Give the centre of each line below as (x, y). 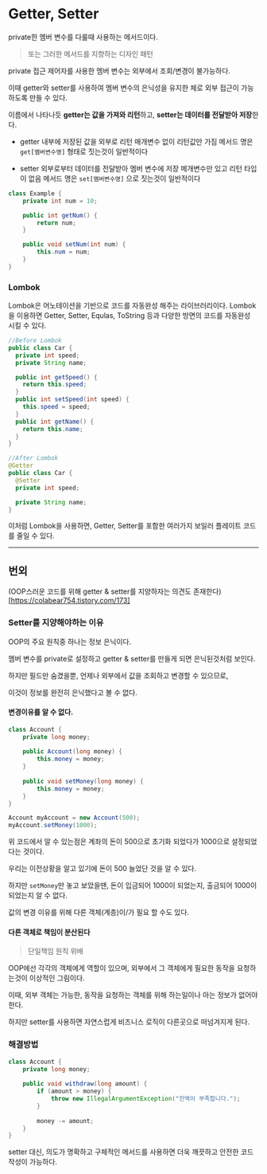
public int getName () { (54, 422)
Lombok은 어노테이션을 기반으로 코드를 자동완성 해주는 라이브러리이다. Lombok (132, 306)
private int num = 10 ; (60, 201)
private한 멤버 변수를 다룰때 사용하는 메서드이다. (83, 37)
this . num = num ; (64, 252)
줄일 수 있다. (36, 536)
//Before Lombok (35, 341)
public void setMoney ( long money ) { (83, 781)
